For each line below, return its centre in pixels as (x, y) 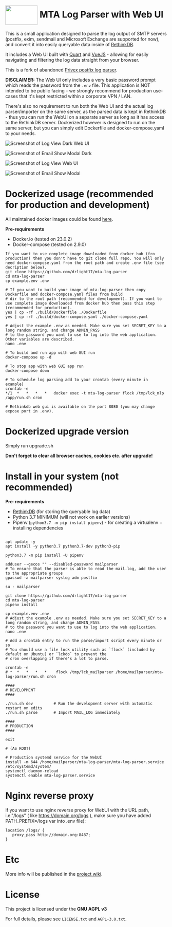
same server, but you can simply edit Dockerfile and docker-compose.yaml (85, 128)
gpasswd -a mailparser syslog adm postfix (51, 578)
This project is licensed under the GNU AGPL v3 (56, 909)
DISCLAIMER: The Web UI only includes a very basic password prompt (80, 80)
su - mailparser (23, 587)
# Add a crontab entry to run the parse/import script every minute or (83, 640)
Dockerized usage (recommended (80, 194)
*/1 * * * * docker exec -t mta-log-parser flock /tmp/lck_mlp (85, 393)
